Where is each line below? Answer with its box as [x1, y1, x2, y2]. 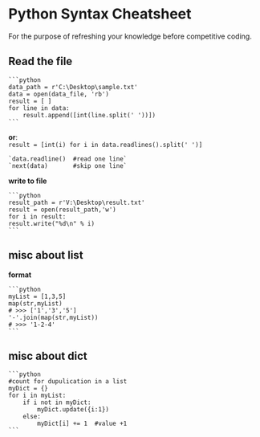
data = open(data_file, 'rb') [8, 90, 110, 98]
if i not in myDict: [22, 398, 91, 406]
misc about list [8, 248, 83, 262]
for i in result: [8, 212, 67, 221]
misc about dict [8, 349, 87, 362]
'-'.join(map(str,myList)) [8, 313, 99, 321]
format [8, 270, 32, 280]
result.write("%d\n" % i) [8, 219, 95, 227]
